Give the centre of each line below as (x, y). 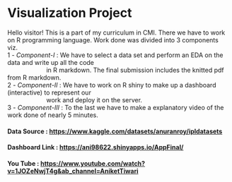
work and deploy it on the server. (94, 99)
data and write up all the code (51, 62)
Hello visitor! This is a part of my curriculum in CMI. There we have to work (116, 32)
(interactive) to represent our (50, 92)
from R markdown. (34, 77)
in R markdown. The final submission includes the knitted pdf (135, 70)
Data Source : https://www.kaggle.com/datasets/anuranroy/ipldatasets (115, 131)
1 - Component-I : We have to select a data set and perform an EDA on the (115, 55)
